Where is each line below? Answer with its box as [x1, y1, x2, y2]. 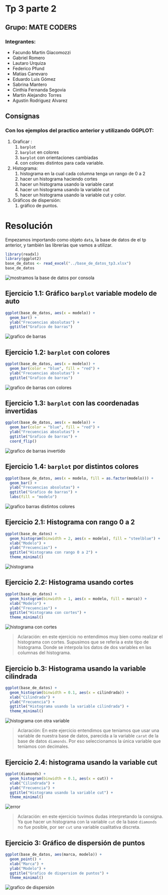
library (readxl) [5, 251, 39, 257]
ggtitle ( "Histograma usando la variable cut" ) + [10, 790, 113, 795]
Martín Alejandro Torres [12, 92, 62, 98]
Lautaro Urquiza [12, 60, 46, 66]
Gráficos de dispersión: [12, 197, 61, 203]
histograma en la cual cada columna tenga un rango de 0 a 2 [20, 170, 145, 176]
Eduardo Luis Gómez [12, 76, 56, 82]
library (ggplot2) [5, 257, 42, 262]
